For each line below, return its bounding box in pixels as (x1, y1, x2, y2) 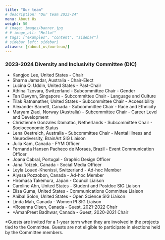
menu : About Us (5, 16, 37, 21)
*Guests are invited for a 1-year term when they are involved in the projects (5, 219, 160, 225)
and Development (12, 114, 49, 120)
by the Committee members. (5, 229, 63, 235)
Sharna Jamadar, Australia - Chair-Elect (12, 77, 94, 83)
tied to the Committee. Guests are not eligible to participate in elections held (5, 224, 161, 230)
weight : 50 (5, 21, 28, 26)
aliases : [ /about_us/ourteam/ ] (5, 44, 70, 49)
